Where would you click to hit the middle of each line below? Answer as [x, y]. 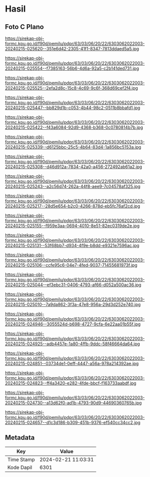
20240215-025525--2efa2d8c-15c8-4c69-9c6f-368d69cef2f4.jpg [72, 88]
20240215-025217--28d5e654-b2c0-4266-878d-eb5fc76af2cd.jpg [73, 206]
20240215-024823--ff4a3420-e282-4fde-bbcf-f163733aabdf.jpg [71, 383]
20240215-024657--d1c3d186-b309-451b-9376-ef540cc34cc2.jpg [73, 423]
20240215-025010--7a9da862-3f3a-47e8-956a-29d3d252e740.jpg [73, 304]
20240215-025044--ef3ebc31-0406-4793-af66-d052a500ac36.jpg [73, 285]
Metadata [20, 438]
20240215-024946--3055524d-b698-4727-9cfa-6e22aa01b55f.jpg [73, 324]
